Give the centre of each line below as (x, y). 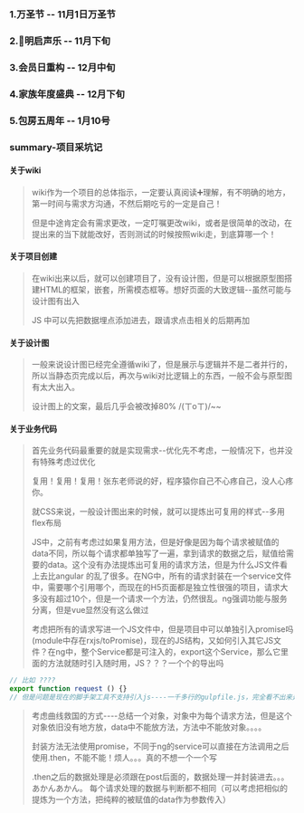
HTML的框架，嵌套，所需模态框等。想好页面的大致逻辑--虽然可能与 (166, 289)
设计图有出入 (55, 301)
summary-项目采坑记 (56, 147)
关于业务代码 (33, 428)
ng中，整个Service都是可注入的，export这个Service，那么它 (168, 652)
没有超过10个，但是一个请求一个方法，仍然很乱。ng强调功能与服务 (163, 598)
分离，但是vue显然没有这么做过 (90, 610)
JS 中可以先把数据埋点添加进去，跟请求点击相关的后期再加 (141, 320)
